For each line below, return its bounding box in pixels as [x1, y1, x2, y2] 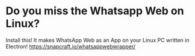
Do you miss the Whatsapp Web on [5, 4, 184, 18]
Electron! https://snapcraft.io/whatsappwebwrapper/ [5, 43, 136, 50]
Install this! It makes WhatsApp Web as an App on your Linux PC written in [5, 36, 190, 43]
